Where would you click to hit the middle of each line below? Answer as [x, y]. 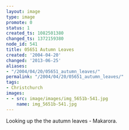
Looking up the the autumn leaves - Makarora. [62, 121]
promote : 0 [19, 22]
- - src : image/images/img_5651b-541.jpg [57, 98]
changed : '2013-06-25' [34, 60]
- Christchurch [25, 88]
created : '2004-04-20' [34, 55]
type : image [20, 17]
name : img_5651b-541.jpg [47, 104]
